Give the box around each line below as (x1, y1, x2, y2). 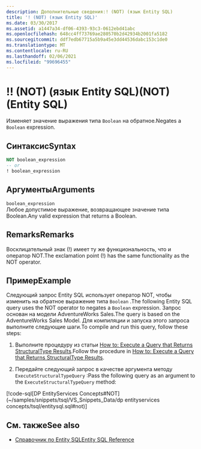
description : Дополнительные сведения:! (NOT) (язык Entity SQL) (6, 8, 173, 15)
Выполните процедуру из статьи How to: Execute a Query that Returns (14, 341, 193, 348)
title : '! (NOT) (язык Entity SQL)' (6, 14, 98, 20)
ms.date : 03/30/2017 (6, 20, 58, 26)
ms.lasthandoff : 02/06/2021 (6, 53, 77, 59)
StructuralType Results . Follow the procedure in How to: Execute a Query (14, 348, 194, 355)
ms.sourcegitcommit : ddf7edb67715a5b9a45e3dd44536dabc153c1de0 (6, 37, 168, 43)
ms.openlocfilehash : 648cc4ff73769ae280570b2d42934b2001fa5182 (6, 31, 168, 37)
